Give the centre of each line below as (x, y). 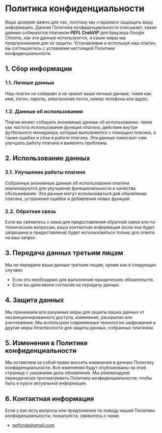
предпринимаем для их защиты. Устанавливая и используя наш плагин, (81, 43)
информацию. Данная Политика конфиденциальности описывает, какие (81, 27)
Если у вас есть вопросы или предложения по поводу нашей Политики (80, 410)
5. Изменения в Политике (46, 343)
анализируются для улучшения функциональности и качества (70, 188)
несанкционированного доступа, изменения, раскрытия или (69, 317)
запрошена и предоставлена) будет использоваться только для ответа (80, 232)
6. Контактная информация (50, 398)
